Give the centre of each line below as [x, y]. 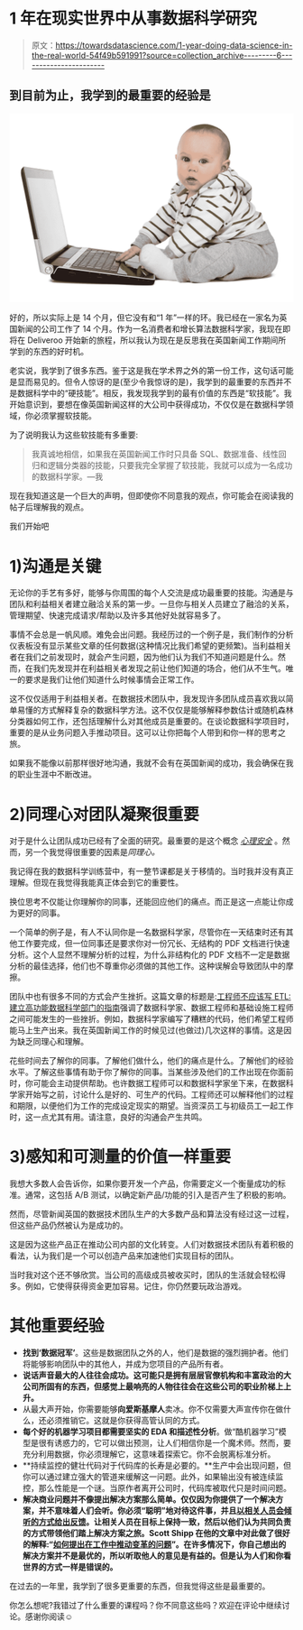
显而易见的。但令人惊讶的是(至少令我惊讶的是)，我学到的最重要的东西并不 [154, 382]
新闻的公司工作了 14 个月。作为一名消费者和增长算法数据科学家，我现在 [150, 329]
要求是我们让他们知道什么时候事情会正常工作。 [112, 680]
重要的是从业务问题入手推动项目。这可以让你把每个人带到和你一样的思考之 [147, 732]
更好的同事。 [41, 913]
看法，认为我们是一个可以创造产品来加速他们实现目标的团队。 [124, 1256]
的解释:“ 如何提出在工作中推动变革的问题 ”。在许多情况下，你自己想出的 [154, 1544]
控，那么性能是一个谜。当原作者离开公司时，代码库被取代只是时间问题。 [156, 1488]
